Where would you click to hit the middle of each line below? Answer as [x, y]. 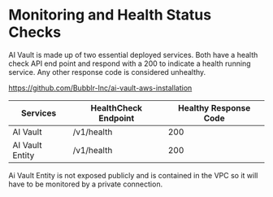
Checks [35, 32]
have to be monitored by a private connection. [86, 184]
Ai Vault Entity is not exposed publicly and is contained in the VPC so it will [133, 175]
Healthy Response [214, 107]
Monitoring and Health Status [110, 15]
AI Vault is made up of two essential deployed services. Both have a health [133, 55]
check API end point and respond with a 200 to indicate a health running [130, 63]
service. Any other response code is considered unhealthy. [107, 72]
